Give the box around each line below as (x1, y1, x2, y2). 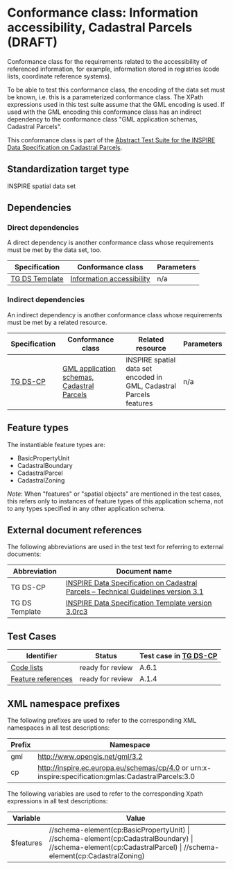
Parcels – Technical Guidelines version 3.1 (65, 587, 204, 596)
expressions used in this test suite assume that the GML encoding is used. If (7, 100, 225, 108)
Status (94, 651, 118, 661)
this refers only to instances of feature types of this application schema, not (7, 496, 224, 505)
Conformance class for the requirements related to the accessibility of (7, 57, 207, 65)
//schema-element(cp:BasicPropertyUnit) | (49, 825, 190, 835)
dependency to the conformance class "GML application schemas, (7, 115, 198, 123)
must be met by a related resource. (7, 318, 107, 326)
